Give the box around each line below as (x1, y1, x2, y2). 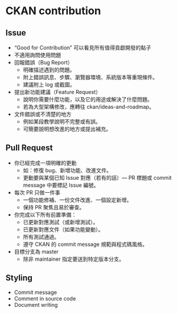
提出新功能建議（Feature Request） (14, 89, 101, 95)
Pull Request (5, 143, 53, 153)
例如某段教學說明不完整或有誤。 (22, 118, 101, 125)
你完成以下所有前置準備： (14, 211, 77, 218)
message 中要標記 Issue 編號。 (22, 182, 99, 189)
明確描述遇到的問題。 (22, 66, 75, 73)
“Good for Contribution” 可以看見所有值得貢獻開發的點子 (14, 44, 151, 51)
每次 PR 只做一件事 (14, 189, 60, 196)
